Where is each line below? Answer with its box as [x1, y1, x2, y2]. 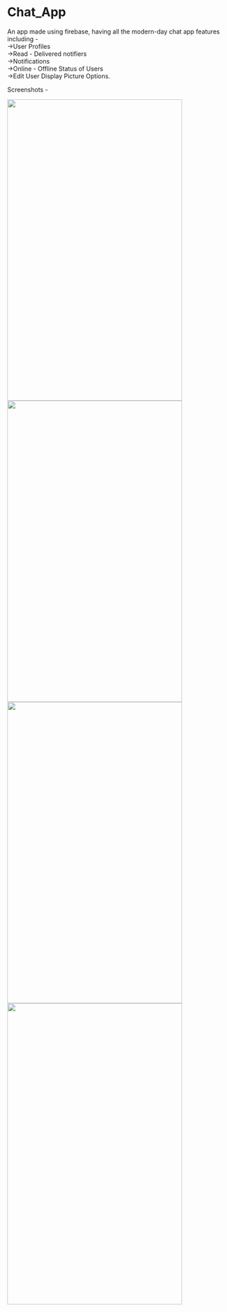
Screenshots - [7, 85, 48, 94]
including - [7, 34, 38, 43]
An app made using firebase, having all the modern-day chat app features [7, 27, 220, 36]
